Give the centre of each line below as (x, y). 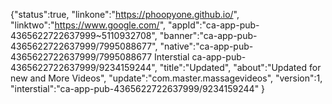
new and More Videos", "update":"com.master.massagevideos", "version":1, (166, 78)
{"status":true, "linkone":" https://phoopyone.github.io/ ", (125, 14)
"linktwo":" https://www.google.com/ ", (88, 25)
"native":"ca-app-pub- (206, 46)
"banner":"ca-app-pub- (208, 35)
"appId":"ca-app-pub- (214, 25)
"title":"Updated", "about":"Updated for (240, 67)
